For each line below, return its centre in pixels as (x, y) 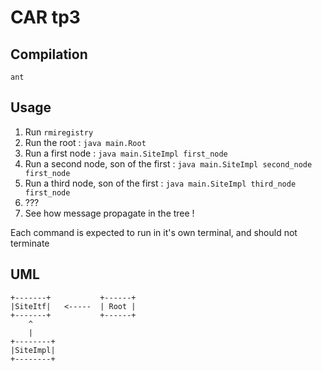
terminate (30, 243)
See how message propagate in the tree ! (109, 213)
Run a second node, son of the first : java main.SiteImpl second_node (168, 163)
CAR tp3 (45, 17)
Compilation (49, 54)
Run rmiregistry (59, 132)
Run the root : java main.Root (85, 142)
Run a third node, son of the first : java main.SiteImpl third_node (160, 183)
